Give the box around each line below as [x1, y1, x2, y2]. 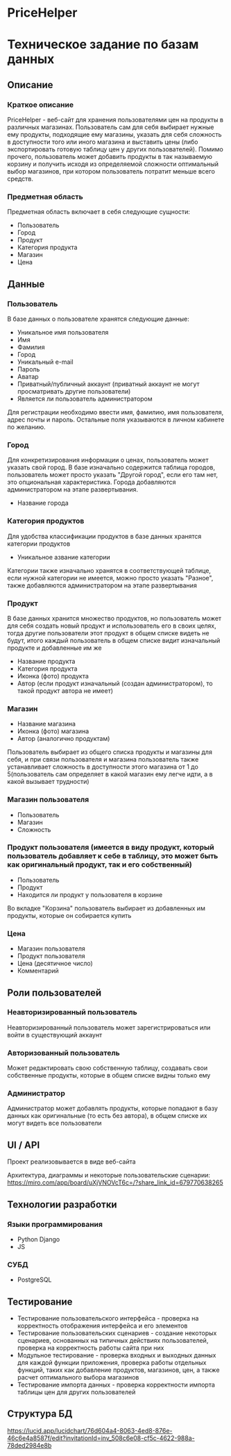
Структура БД [7, 1408, 73, 1420]
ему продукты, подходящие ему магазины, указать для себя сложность [7, 131, 222, 139]
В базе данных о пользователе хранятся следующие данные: [7, 315, 189, 324]
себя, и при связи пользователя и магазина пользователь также [7, 755, 199, 764]
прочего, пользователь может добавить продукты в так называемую [7, 153, 213, 161]
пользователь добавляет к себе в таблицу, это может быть [7, 851, 219, 861]
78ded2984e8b [7, 1441, 52, 1449]
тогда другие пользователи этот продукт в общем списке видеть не [7, 628, 209, 637]
